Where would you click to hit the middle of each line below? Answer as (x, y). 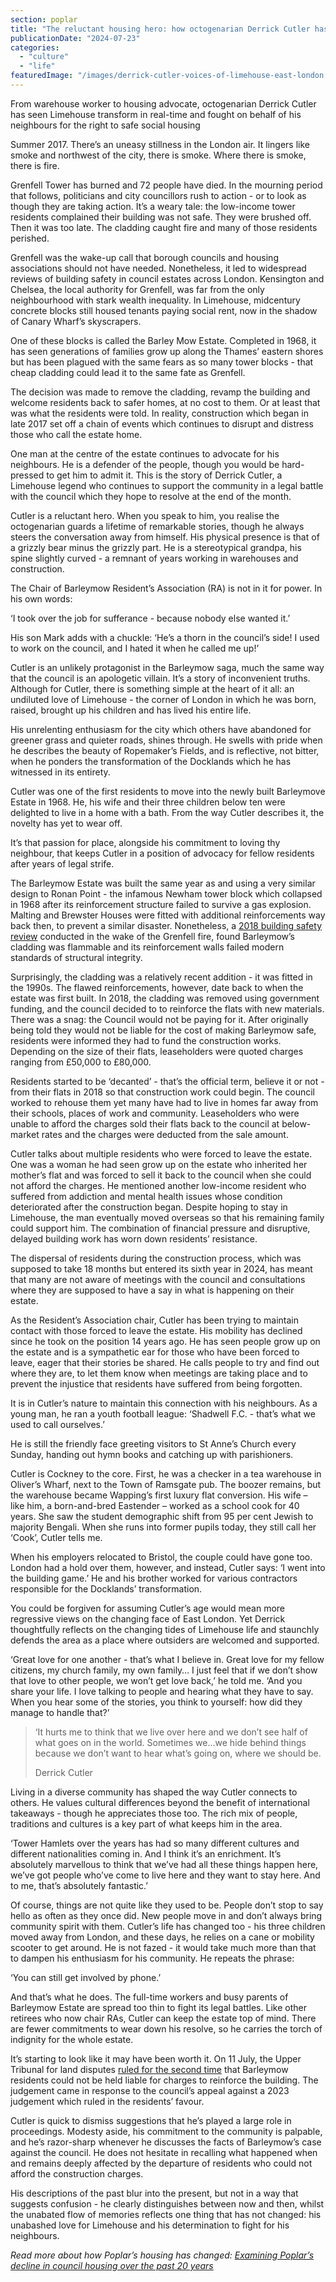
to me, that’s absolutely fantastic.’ (79, 1885)
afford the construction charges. (77, 2173)
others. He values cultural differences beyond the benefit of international (160, 1802)
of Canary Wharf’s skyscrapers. (76, 321)
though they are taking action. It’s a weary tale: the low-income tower (153, 206)
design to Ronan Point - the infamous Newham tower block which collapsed (166, 893)
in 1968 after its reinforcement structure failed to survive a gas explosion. (161, 904)
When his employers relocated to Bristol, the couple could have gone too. (161, 1557)
